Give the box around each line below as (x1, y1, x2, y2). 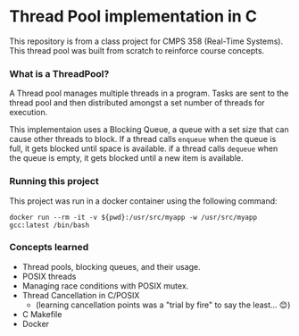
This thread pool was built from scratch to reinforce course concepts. (9, 45, 265, 55)
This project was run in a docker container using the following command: (9, 195, 278, 206)
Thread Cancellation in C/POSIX (21, 290, 140, 300)
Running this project (9, 175, 100, 188)
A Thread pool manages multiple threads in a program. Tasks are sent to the (9, 88, 289, 99)
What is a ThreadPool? (9, 67, 110, 80)
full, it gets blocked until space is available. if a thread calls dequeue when (9, 143, 278, 154)
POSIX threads (21, 271, 77, 281)
